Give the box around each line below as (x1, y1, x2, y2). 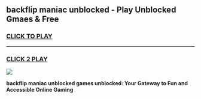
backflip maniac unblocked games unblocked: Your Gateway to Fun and (6, 79, 188, 86)
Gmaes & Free (6, 14, 59, 25)
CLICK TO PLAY (6, 32, 53, 41)
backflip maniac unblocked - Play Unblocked (6, 5, 176, 15)
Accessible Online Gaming (6, 86, 74, 93)
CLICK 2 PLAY (6, 55, 48, 63)
